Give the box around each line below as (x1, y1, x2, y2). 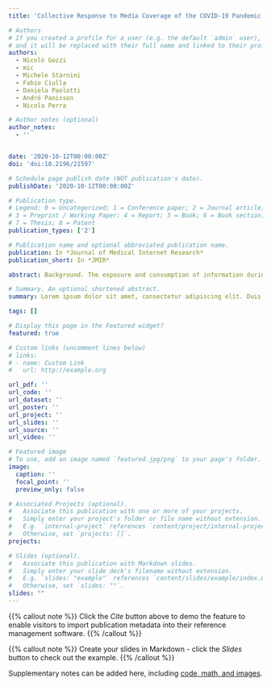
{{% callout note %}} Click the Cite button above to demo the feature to (8, 611, 246, 621)
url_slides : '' (8, 418, 60, 426)
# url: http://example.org (8, 366, 106, 375)
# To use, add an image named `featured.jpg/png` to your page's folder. (8, 455, 262, 464)
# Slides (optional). (8, 551, 81, 560)
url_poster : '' (8, 403, 60, 411)
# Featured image (8, 448, 67, 456)
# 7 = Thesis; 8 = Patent (8, 219, 95, 227)
